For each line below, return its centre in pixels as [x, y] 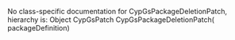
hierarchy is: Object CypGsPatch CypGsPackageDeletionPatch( [111, 20]
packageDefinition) [39, 28]
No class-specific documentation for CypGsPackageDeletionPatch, [118, 11]
